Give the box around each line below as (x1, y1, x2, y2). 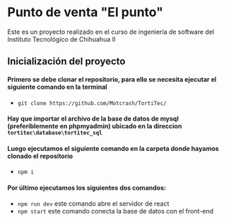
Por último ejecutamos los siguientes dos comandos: (7, 183, 167, 192)
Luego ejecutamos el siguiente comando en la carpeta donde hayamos (7, 144, 219, 152)
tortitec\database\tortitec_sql (7, 130, 102, 137)
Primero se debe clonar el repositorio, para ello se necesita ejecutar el (7, 75, 217, 83)
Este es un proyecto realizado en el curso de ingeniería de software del (7, 27, 215, 36)
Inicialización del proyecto (7, 56, 126, 68)
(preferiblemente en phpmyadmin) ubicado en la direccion (7, 122, 182, 130)
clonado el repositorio (7, 152, 73, 160)
